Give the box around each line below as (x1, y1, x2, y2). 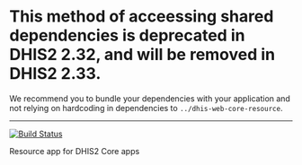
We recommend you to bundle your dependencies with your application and (9, 92, 290, 104)
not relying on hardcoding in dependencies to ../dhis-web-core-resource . (9, 102, 283, 113)
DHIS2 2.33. (9, 64, 102, 84)
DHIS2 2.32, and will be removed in (9, 45, 276, 65)
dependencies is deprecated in (9, 25, 245, 46)
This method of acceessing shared (9, 6, 274, 27)
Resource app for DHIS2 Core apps (9, 145, 140, 156)
